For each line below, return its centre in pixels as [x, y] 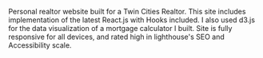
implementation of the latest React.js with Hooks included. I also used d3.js [132, 20]
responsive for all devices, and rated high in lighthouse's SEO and [117, 37]
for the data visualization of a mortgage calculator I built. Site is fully [120, 28]
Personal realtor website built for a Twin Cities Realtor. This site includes [127, 12]
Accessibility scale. [40, 45]
